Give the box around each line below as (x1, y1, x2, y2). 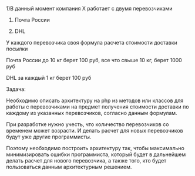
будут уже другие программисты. (6, 133, 92, 140)
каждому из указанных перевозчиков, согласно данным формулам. (6, 110, 177, 116)
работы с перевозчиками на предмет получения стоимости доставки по (6, 103, 189, 110)
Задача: (6, 86, 26, 93)
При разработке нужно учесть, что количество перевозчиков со (6, 121, 169, 128)
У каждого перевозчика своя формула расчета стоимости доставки (6, 39, 177, 46)
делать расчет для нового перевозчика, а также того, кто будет (6, 157, 167, 164)
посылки (6, 45, 28, 52)
